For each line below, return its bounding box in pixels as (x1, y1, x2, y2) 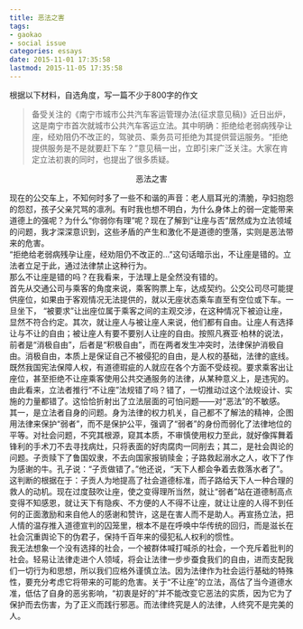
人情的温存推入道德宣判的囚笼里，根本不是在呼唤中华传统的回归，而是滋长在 (9, 520, 294, 530)
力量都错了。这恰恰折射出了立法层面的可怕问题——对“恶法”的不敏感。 (24, 395, 286, 407)
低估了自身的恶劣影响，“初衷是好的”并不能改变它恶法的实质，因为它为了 (24, 587, 293, 598)
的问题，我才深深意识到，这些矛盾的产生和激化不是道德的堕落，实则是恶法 (9, 226, 286, 237)
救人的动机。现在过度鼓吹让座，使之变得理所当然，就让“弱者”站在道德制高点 (9, 485, 293, 497)
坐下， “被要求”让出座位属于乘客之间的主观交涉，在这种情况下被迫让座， (16, 305, 288, 316)
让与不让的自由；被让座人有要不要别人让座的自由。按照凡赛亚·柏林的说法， (9, 327, 289, 339)
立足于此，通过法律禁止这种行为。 (24, 259, 151, 271)
